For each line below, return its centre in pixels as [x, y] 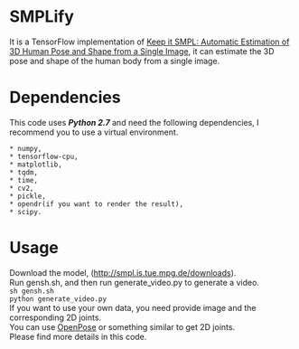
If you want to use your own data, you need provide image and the [133, 307]
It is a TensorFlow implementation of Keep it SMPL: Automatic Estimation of [149, 42]
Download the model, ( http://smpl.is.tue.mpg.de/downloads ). [123, 272]
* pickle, [28, 196]
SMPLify [42, 17]
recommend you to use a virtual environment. [94, 132]
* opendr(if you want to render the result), [96, 204]
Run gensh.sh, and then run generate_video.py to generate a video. [135, 282]
